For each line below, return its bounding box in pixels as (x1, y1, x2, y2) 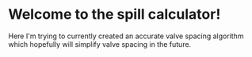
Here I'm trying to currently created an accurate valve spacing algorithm (8, 31, 244, 41)
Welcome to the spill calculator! (8, 5, 221, 23)
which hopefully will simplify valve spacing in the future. (8, 39, 192, 48)
